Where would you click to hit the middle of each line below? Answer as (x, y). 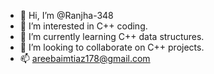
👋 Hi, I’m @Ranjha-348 (66, 15)
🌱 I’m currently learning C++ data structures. (112, 36)
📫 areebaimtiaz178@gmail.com (85, 58)
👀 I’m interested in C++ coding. (83, 26)
